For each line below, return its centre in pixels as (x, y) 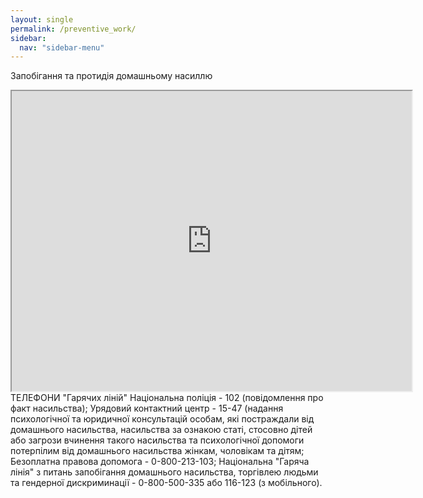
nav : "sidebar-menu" (62, 47)
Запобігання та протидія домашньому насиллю (111, 76)
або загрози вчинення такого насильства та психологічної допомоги (157, 440)
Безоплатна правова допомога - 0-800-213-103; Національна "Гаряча (160, 462)
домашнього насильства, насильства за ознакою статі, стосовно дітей (161, 430)
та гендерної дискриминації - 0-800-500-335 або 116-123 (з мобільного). (166, 483)
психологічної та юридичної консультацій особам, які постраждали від (162, 419)
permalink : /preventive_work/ (73, 29)
